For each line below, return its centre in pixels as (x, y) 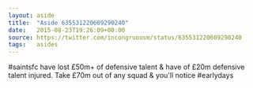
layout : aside (32, 15)
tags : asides (33, 45)
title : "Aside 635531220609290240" (68, 23)
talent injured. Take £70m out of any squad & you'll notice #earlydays (121, 75)
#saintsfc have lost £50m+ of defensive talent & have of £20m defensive (126, 67)
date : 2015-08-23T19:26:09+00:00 (67, 30)
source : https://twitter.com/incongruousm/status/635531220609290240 (125, 37)
